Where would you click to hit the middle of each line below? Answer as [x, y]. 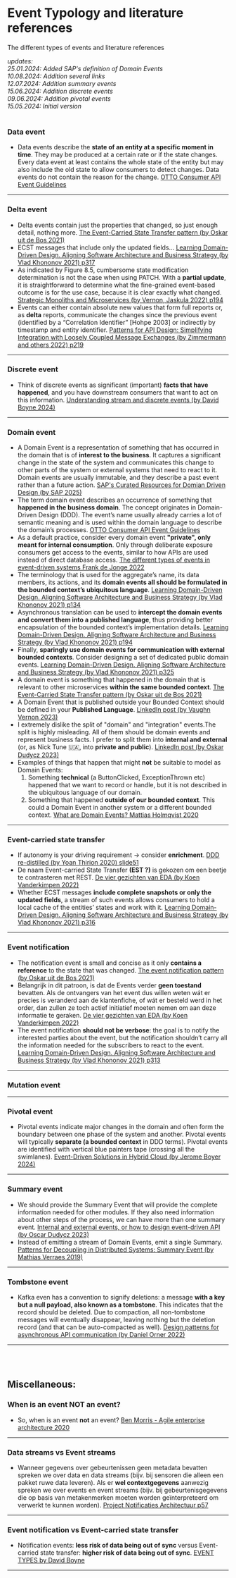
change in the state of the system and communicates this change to [116, 462]
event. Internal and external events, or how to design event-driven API [119, 1227]
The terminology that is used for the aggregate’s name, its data [108, 575]
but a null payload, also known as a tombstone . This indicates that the [120, 1305]
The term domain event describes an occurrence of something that [114, 500]
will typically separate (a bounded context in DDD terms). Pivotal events [123, 1142]
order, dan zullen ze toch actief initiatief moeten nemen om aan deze [117, 1007]
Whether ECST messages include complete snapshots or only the [114, 892]
